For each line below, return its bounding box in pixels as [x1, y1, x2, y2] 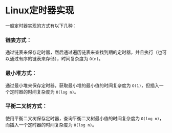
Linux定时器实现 [5, 5, 74, 16]
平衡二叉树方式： [5, 103, 48, 110]
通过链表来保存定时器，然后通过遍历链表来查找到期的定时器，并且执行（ [5, 49, 158, 55]
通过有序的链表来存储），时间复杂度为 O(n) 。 [9, 56, 103, 62]
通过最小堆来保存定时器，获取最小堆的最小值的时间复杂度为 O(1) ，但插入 [5, 82, 160, 88]
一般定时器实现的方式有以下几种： [5, 23, 77, 29]
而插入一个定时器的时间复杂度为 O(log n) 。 [5, 121, 97, 128]
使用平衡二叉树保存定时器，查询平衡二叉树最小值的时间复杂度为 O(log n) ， [5, 115, 164, 121]
